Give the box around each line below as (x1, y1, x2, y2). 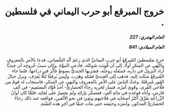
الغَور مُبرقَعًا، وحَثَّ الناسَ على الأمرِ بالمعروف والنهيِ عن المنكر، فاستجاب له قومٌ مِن (5, 79, 164, 85)
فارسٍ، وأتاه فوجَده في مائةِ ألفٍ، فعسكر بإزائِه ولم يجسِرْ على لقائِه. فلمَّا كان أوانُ (10, 89, 164, 96)
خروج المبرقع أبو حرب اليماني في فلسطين (5, 6, 164, 17)
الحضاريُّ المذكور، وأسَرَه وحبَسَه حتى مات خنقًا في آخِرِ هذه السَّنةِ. (40, 101, 164, 107)
